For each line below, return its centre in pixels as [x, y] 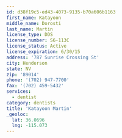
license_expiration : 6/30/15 [43, 52]
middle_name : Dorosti [34, 23]
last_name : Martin [30, 29]
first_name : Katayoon [34, 18]
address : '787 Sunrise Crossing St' [53, 57]
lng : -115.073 [30, 126]
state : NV [19, 69]
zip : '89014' [23, 74]
